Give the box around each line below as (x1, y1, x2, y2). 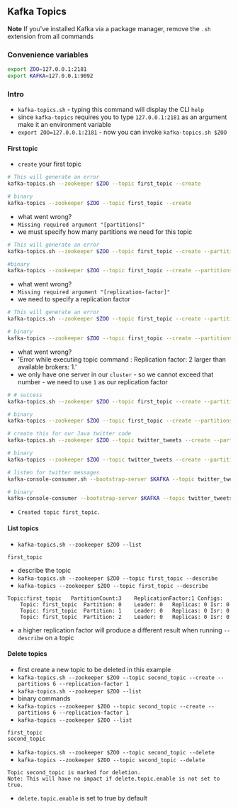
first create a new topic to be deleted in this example (17, 665, 171, 674)
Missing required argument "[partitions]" (17, 221, 145, 228)
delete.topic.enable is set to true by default (17, 793, 147, 802)
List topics (7, 524, 39, 532)
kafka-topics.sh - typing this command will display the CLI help (17, 106, 204, 114)
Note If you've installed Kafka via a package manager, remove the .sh (7, 24, 211, 33)
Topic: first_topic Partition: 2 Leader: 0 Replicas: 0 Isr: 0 (20, 613, 230, 620)
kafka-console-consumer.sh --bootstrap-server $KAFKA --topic (7, 475, 195, 483)
